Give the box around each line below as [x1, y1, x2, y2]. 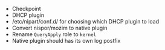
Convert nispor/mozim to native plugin [11, 24, 108, 31]
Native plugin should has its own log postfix [11, 37, 121, 44]
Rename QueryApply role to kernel [11, 31, 97, 38]
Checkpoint [11, 5, 41, 12]
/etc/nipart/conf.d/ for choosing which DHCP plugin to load [11, 18, 160, 25]
